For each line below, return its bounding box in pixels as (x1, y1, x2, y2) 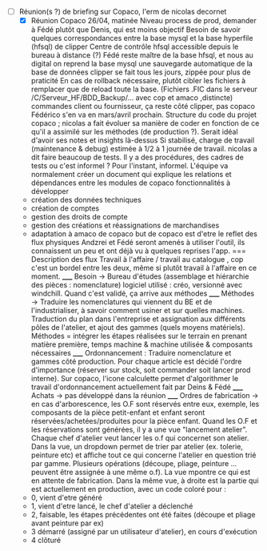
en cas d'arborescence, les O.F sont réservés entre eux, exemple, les (30, 400, 260, 409)
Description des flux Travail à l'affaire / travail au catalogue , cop (30, 255, 244, 264)
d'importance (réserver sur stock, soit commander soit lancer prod (30, 365, 251, 375)
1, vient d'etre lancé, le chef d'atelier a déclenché (30, 501, 193, 511)
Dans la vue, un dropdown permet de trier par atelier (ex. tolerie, (30, 442, 243, 452)
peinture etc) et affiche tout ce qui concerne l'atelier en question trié (30, 450, 257, 460)
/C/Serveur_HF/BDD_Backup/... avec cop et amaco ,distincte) (30, 93, 233, 103)
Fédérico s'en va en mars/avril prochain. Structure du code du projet (30, 110, 257, 119)
